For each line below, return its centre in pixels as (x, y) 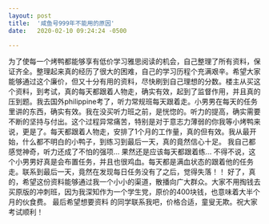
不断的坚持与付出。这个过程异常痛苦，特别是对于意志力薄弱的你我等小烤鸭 (131, 122)
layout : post (30, 16)
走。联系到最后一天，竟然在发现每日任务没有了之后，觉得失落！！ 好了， (128, 172)
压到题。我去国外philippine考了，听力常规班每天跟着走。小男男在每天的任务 (133, 102)
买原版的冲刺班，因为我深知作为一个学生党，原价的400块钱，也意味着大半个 (134, 192)
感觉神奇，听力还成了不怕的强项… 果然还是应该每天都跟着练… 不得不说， (129, 152)
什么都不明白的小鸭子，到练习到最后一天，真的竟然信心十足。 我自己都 (139, 142)
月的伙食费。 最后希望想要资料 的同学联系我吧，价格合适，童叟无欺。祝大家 (133, 202)
